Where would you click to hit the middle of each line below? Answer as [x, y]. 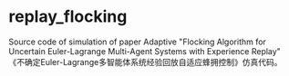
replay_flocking [68, 17]
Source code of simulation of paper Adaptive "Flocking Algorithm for [137, 42]
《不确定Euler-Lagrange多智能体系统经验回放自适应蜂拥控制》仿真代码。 [145, 62]
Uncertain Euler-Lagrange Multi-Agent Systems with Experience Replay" [145, 51]
